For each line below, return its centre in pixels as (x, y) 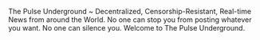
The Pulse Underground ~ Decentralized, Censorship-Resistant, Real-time (130, 11)
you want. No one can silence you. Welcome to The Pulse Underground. (127, 28)
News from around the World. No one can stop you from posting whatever (130, 20)
